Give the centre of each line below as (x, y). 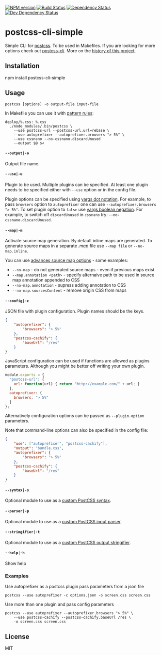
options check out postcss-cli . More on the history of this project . (71, 50)
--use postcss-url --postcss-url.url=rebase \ (62, 130)
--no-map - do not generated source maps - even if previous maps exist (83, 270)
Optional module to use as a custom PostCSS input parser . (64, 521)
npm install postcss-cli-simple (35, 78)
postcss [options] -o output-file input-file (52, 104)
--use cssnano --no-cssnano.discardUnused (57, 139)
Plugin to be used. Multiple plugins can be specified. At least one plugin (77, 185)
